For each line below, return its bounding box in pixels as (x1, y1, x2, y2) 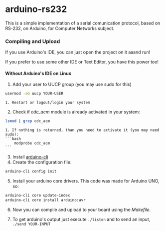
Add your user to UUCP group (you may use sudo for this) (12, 81, 132, 87)
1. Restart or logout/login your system (5, 100, 91, 105)
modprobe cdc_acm (14, 141, 50, 146)
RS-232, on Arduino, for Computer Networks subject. (5, 25, 115, 31)
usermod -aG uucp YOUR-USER (5, 91, 64, 96)
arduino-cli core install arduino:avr (5, 197, 86, 202)
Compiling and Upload (5, 37, 60, 44)
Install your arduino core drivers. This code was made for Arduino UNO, (12, 178, 160, 184)
